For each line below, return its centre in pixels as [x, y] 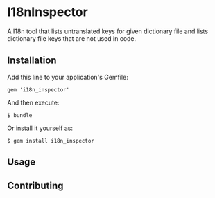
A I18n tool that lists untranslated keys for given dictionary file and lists [108, 31]
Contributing [35, 185]
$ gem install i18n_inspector [51, 141]
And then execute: [33, 102]
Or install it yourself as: [40, 128]
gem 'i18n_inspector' [38, 90]
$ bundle [20, 115]
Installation [32, 61]
